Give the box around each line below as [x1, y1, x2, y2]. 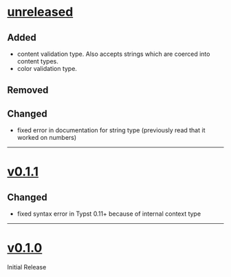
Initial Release [7, 263, 47, 271]
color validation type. [16, 65, 78, 72]
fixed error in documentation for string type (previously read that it [16, 126, 206, 134]
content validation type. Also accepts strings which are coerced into [16, 50, 210, 58]
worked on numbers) [16, 134, 77, 142]
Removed [7, 84, 49, 96]
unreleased [7, 4, 74, 20]
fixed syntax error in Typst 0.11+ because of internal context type [16, 209, 201, 218]
